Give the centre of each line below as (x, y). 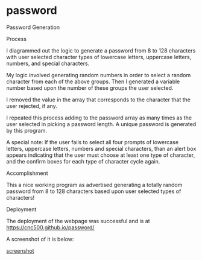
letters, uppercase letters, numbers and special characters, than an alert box (101, 148)
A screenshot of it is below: (40, 239)
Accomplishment (27, 173)
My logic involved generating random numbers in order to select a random (99, 75)
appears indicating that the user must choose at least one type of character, (101, 155)
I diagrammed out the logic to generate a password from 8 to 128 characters (101, 50)
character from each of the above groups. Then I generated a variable (93, 81)
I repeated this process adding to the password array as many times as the (99, 118)
